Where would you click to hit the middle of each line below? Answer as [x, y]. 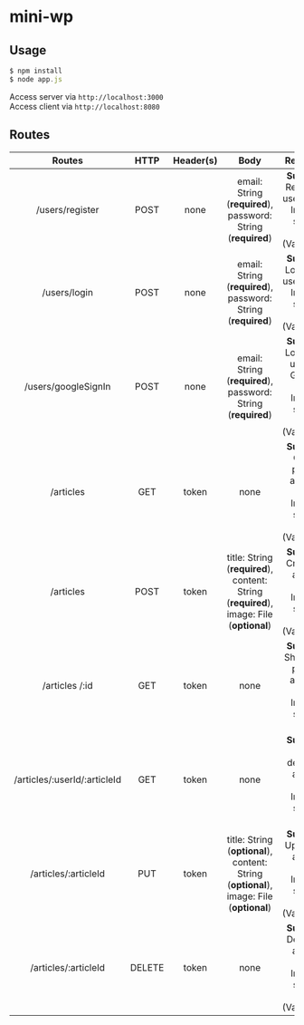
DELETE [147, 967]
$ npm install [36, 71]
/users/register [67, 209]
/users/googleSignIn [67, 386]
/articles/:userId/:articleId [68, 779]
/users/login [67, 292]
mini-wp [42, 17]
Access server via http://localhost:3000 [86, 96]
